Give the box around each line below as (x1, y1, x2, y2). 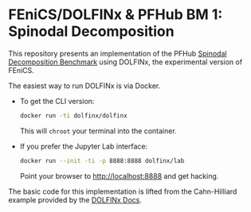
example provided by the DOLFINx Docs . (8, 195, 142, 204)
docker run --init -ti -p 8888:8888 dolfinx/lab (19, 156, 185, 164)
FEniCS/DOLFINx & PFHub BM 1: (8, 6, 223, 24)
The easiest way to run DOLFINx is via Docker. (8, 81, 161, 91)
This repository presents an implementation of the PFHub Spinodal (8, 48, 227, 58)
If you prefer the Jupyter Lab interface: (19, 141, 148, 151)
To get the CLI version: (19, 96, 95, 106)
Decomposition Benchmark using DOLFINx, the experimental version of (8, 57, 243, 67)
